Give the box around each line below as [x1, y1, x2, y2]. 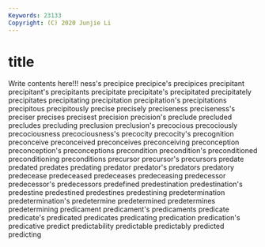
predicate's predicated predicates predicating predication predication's [8, 213, 240, 223]
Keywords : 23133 [8, 11, 62, 20]
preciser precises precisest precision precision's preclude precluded [8, 112, 233, 122]
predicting [8, 230, 42, 239]
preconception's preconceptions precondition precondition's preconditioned [8, 146, 258, 155]
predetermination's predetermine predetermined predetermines [8, 196, 216, 206]
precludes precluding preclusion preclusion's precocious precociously [8, 121, 238, 130]
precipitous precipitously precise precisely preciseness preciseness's [8, 104, 236, 114]
